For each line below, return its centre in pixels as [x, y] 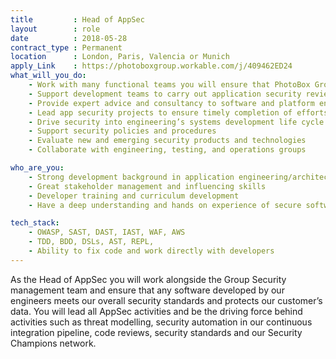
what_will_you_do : [48, 76]
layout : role [55, 29]
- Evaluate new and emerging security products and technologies [167, 141]
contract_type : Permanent [66, 47]
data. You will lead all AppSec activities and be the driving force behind [156, 311]
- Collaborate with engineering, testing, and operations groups [167, 150]
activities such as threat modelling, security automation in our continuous [161, 322]
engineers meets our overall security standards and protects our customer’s [166, 300]
